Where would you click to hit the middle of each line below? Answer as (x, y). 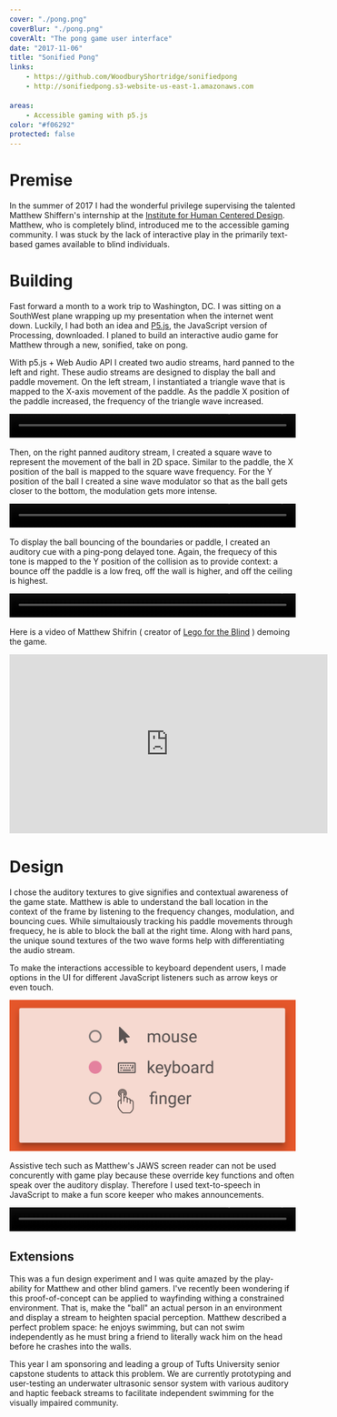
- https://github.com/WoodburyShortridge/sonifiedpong (132, 77)
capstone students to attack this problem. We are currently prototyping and (150, 1373)
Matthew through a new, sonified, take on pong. (99, 345)
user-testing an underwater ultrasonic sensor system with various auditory (149, 1383)
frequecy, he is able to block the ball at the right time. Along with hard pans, (151, 930)
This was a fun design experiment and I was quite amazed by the (131, 1279)
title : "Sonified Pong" (55, 58)
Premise (41, 181)
